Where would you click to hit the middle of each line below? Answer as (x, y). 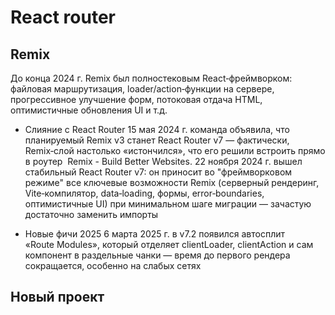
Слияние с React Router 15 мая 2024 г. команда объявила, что (157, 129)
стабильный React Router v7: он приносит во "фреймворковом (158, 172)
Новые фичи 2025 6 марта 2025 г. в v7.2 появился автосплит (155, 234)
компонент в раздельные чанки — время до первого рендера (157, 255)
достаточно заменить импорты (91, 214)
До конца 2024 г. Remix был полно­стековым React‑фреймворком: (151, 78)
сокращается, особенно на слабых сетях (113, 265)
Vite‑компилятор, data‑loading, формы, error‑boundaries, (144, 193)
